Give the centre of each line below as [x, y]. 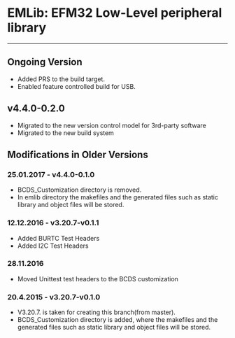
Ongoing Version [45, 62]
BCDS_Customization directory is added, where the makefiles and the [117, 320]
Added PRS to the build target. [61, 79]
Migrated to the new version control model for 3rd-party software [112, 125]
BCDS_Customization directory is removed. [79, 190]
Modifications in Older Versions [78, 154]
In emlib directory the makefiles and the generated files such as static [118, 197]
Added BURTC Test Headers [58, 238]
